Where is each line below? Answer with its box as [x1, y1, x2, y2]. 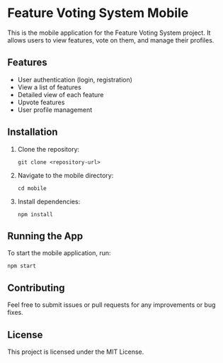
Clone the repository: [17, 145, 80, 153]
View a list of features [17, 83, 81, 91]
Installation [7, 126, 58, 138]
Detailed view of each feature [17, 90, 104, 99]
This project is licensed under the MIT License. [7, 347, 144, 356]
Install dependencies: [17, 197, 81, 206]
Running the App [7, 230, 84, 242]
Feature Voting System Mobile [7, 5, 189, 21]
